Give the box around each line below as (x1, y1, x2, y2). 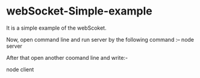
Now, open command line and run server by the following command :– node (6, 36, 195, 43)
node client (6, 65, 34, 73)
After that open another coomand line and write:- (6, 54, 128, 61)
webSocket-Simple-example (6, 4, 152, 18)
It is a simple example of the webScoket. (6, 24, 107, 31)
